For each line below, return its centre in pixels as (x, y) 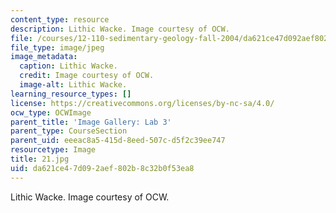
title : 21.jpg (40, 159)
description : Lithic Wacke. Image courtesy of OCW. (120, 29)
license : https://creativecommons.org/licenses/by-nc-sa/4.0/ (142, 103)
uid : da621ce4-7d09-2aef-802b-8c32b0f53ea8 (102, 168)
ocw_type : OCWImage (51, 112)
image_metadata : (44, 57)
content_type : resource (60, 19)
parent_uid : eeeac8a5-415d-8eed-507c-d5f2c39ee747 (118, 141)
